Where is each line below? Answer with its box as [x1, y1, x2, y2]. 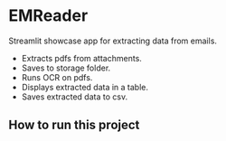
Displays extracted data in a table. [21, 81, 149, 92]
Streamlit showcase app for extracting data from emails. [8, 35, 218, 46]
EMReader [8, 5, 89, 26]
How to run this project [8, 117, 140, 133]
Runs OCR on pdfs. [21, 71, 93, 82]
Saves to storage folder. [21, 62, 111, 73]
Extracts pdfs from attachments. [21, 52, 142, 63]
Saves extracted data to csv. [21, 91, 128, 102]
